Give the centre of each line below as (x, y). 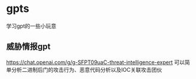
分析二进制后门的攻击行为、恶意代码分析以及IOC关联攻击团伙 (87, 69)
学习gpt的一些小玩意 (31, 26)
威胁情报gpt (28, 47)
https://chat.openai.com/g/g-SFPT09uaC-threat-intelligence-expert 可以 (96, 62)
